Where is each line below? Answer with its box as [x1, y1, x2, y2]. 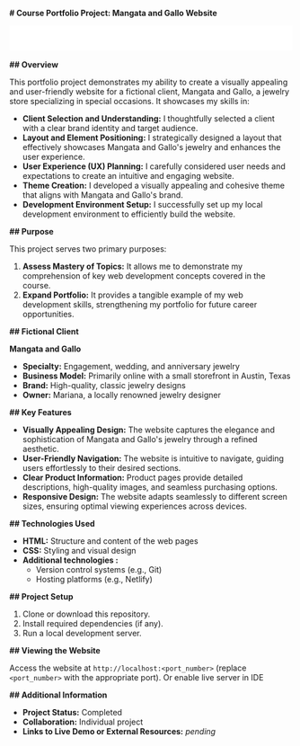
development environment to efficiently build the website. [22, 209, 236, 219]
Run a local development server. [22, 628, 142, 639]
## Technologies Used [9, 519, 96, 529]
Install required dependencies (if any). [22, 618, 163, 629]
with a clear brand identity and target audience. [22, 123, 199, 134]
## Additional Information [9, 689, 108, 700]
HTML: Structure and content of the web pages [22, 536, 199, 546]
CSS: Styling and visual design [22, 546, 137, 556]
